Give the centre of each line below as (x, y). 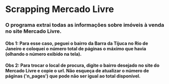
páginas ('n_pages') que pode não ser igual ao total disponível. (73, 76)
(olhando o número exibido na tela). (44, 54)
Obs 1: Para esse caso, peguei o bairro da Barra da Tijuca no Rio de (77, 43)
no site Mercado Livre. (33, 31)
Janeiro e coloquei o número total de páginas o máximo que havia (76, 48)
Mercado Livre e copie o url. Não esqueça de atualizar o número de (77, 71)
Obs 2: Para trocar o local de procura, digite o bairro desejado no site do (82, 65)
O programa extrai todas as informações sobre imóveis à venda (85, 25)
